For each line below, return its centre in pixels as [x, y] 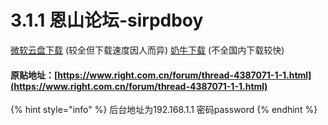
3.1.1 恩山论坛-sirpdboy [107, 20]
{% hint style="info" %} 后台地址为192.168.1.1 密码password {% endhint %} [164, 110]
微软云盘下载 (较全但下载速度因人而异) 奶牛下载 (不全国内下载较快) [147, 50]
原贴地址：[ [34, 75]
